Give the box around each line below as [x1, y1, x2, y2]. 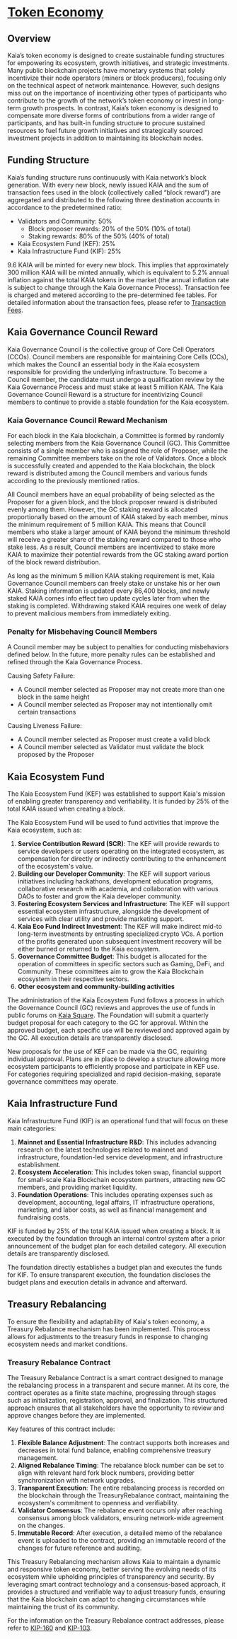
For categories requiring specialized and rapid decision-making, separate [7, 1070, 221, 1079]
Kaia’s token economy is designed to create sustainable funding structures [7, 51, 225, 59]
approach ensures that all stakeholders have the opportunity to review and [7, 1403, 225, 1412]
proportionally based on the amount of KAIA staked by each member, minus [7, 512, 229, 521]
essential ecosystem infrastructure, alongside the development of [17, 907, 210, 916]
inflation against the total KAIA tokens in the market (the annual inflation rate [7, 275, 230, 284]
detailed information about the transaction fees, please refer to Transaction [7, 298, 226, 306]
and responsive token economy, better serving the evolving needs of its [7, 1565, 216, 1573]
